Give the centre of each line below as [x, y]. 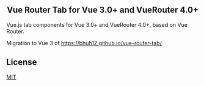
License [22, 63]
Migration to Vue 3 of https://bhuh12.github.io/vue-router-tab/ [84, 43]
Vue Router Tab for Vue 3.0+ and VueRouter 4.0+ [103, 10]
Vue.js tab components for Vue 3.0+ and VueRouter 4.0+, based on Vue [97, 24]
